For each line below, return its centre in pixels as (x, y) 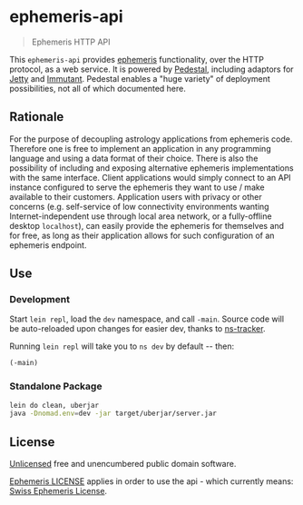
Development (40, 300)
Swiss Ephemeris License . (58, 491)
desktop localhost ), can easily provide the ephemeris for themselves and (147, 225)
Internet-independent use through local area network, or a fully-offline (141, 216)
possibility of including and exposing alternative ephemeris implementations (151, 168)
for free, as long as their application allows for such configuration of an (142, 235)
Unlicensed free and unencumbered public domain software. (123, 464)
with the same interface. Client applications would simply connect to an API (151, 177)
